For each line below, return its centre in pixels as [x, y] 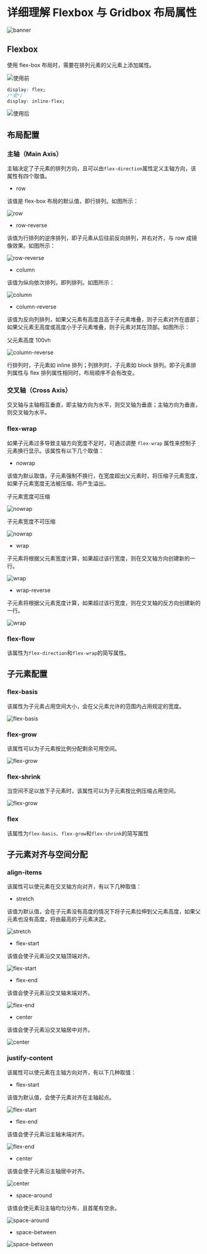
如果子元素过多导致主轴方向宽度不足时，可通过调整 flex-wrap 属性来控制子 [102, 443]
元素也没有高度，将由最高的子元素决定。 [58, 919]
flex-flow [21, 639]
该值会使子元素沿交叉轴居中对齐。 [50, 1030]
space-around [34, 1195]
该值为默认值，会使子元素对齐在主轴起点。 [61, 1097]
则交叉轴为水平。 [29, 412]
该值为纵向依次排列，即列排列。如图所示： [61, 283]
